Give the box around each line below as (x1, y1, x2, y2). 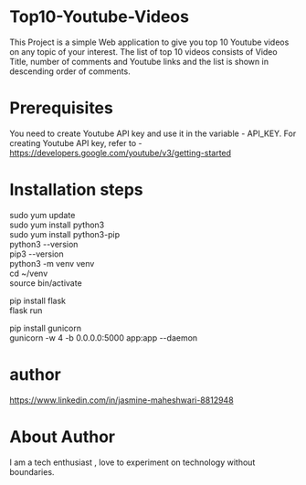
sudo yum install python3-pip (9, 228, 121, 239)
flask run (9, 304, 43, 316)
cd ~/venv (9, 268, 48, 279)
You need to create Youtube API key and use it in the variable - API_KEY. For (9, 128, 297, 139)
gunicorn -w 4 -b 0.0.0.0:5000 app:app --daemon (9, 332, 198, 343)
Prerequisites (9, 98, 114, 119)
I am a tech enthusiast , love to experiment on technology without (9, 457, 256, 468)
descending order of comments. (9, 66, 131, 77)
